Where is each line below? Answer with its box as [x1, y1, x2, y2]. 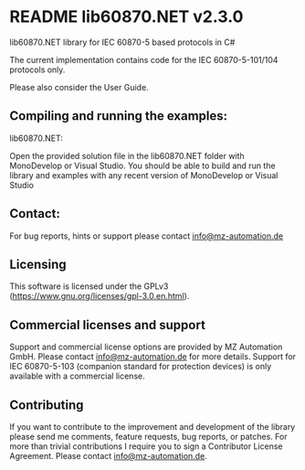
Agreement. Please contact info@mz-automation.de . [9, 451, 207, 461]
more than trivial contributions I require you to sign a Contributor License [9, 441, 283, 452]
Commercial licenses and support [9, 317, 205, 333]
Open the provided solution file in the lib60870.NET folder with [9, 150, 245, 161]
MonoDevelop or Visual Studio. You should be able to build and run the [9, 160, 276, 171]
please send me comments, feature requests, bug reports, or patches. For [9, 432, 288, 442]
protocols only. [9, 64, 66, 75]
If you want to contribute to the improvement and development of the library [9, 422, 296, 432]
